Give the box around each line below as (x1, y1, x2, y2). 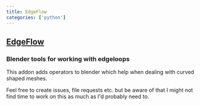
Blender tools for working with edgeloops (6, 55, 130, 63)
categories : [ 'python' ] (6, 14, 66, 20)
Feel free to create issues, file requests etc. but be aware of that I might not (6, 87, 193, 94)
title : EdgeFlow (6, 8, 47, 15)
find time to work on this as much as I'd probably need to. (6, 93, 149, 100)
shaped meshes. (6, 75, 48, 82)
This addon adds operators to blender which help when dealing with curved (6, 69, 195, 76)
